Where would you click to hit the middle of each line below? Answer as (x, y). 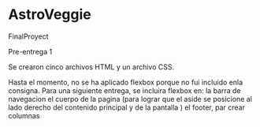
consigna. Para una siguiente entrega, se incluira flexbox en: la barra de (125, 90)
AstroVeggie (50, 15)
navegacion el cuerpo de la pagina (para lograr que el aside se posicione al (130, 99)
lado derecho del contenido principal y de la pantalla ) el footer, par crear (127, 107)
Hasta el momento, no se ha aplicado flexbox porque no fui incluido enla (125, 82)
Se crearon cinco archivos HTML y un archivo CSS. (91, 67)
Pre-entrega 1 (30, 51)
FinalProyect (28, 36)
